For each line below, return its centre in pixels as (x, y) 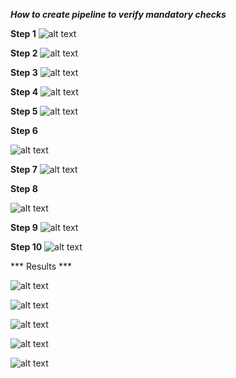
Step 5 (24, 111)
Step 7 (24, 169)
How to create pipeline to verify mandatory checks (118, 14)
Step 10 (26, 247)
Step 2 (24, 53)
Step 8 (24, 188)
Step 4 (24, 92)
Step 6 (24, 130)
